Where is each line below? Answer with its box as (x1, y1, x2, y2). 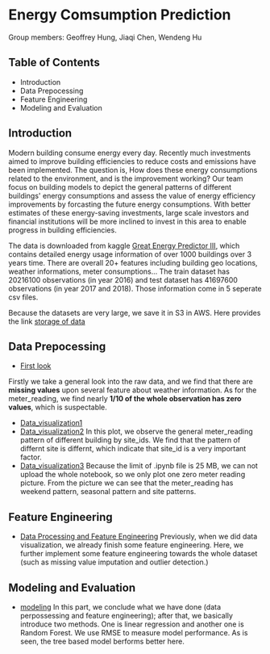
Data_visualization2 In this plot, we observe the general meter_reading (19, 426, 254, 437)
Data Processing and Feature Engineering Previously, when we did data (19, 531, 258, 542)
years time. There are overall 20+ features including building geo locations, (8, 258, 258, 267)
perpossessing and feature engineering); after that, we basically (19, 611, 234, 620)
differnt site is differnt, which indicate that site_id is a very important (19, 444, 247, 454)
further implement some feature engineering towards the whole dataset (19, 549, 258, 559)
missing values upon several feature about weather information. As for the (8, 385, 257, 395)
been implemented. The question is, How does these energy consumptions (8, 165, 258, 174)
